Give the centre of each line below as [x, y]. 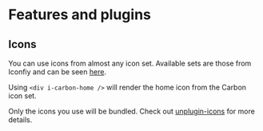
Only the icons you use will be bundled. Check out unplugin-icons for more [132, 111]
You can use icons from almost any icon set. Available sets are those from [130, 63]
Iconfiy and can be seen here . [57, 72]
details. [20, 120]
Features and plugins [80, 15]
